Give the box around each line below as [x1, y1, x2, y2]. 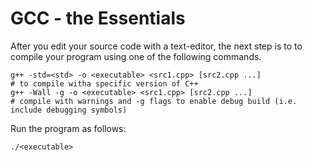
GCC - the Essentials [10, 7, 186, 30]
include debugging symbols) [10, 105, 128, 115]
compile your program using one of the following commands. [10, 50, 262, 62]
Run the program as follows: [10, 122, 127, 134]
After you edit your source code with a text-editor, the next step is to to [10, 40, 303, 52]
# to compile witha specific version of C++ [10, 78, 199, 89]
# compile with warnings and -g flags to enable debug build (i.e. [10, 96, 298, 106]
